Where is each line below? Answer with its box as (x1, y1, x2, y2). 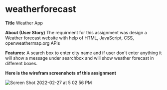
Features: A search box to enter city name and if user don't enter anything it (5, 50, 162, 56)
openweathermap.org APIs (5, 40, 60, 46)
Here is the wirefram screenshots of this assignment (5, 70, 116, 76)
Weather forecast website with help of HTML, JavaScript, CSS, (5, 35, 134, 41)
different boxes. (5, 60, 38, 66)
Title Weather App (5, 20, 43, 26)
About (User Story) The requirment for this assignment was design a (5, 29, 147, 35)
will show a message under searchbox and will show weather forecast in (5, 55, 154, 61)
